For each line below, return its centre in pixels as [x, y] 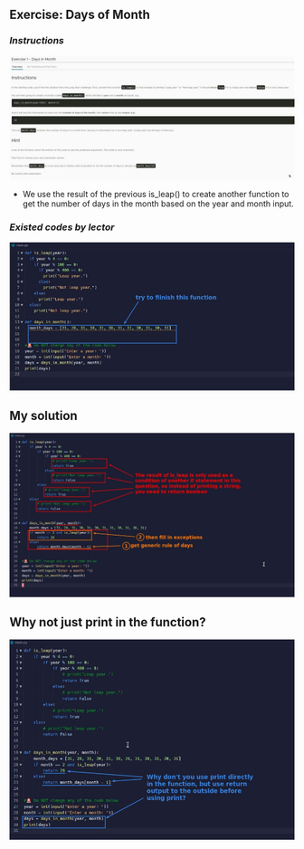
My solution [44, 416]
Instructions [37, 41]
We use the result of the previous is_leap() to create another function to [156, 195]
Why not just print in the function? [108, 622]
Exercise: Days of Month [80, 15]
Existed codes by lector [62, 227]
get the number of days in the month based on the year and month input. [158, 204]
